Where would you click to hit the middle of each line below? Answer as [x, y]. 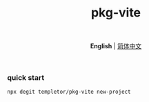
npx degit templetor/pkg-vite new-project [69, 92]
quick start [26, 77]
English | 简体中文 [116, 45]
